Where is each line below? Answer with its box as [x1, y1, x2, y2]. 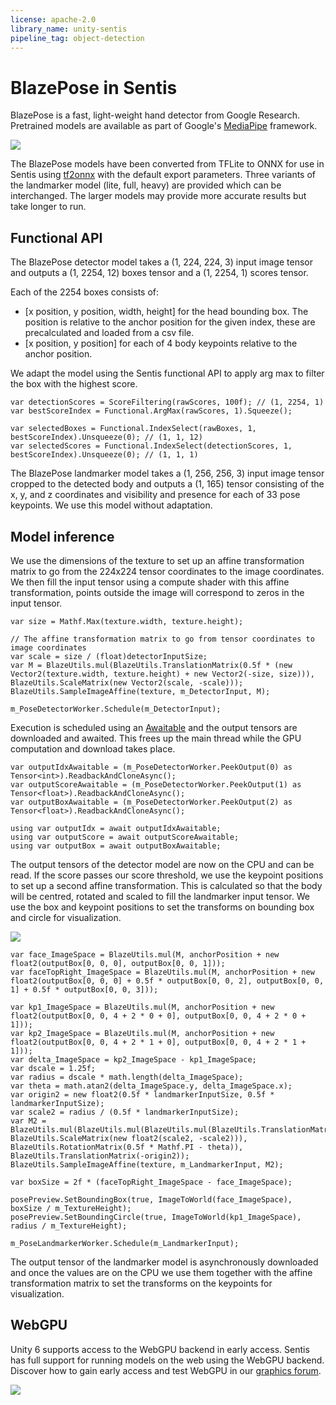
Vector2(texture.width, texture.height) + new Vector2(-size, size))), [10, 669, 315, 679]
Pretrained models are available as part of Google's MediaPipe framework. [10, 120, 318, 132]
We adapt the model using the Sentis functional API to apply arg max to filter [10, 367, 325, 380]
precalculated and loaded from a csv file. [24, 327, 195, 339]
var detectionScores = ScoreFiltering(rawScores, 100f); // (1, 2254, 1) [10, 397, 325, 408]
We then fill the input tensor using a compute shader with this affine [10, 576, 290, 588]
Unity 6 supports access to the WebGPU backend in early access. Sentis [10, 1343, 310, 1355]
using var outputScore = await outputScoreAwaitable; [10, 832, 240, 842]
